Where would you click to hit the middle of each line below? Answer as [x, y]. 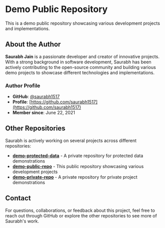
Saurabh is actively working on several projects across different [71, 140]
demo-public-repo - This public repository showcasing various [78, 166]
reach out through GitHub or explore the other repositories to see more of [81, 215]
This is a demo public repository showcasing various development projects [83, 23]
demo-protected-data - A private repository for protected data [78, 156]
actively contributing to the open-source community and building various [81, 67]
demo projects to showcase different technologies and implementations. [80, 72]
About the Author [33, 45]
